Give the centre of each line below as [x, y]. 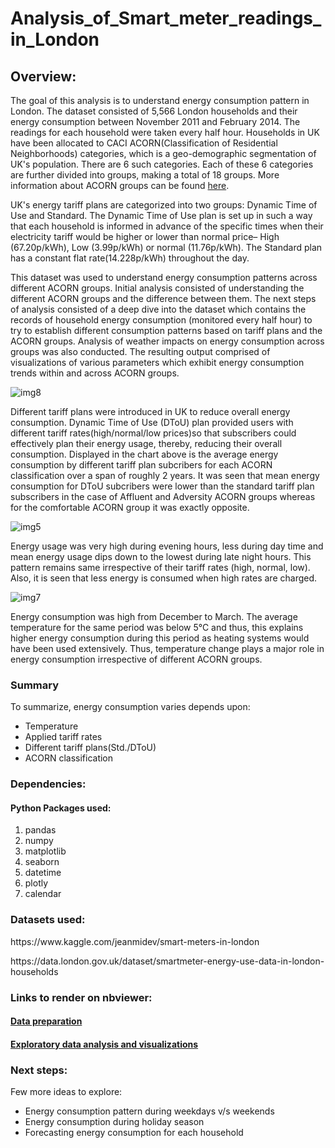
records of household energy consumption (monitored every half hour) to [161, 320]
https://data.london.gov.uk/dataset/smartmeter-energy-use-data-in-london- [167, 961]
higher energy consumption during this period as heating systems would [160, 638]
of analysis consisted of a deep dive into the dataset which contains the [158, 309]
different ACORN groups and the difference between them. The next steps [163, 298]
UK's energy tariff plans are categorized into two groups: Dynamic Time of [164, 205]
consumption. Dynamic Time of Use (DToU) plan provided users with [152, 422]
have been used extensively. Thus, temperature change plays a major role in [167, 648]
